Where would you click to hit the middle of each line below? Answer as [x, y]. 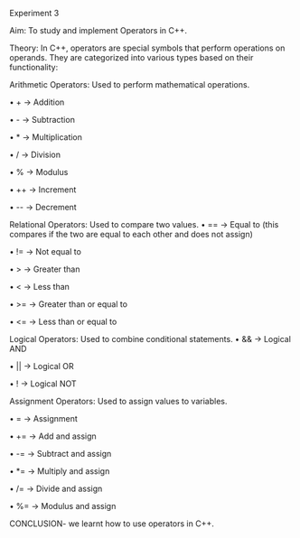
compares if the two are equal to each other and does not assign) [131, 234]
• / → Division [35, 154]
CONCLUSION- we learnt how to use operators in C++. [112, 524]
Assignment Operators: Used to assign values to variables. [118, 401]
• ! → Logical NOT [43, 384]
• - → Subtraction [42, 120]
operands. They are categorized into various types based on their [131, 57]
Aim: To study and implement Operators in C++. [98, 30]
